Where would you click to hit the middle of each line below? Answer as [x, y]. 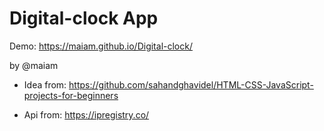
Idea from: [45, 84]
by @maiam [34, 65]
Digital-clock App [84, 18]
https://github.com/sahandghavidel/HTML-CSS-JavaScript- [191, 84]
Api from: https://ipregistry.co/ [86, 114]
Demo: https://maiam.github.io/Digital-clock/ [101, 46]
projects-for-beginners [71, 95]
